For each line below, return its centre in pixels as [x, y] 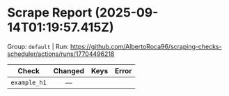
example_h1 [29, 82]
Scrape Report [50, 13]
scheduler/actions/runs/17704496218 [61, 54]
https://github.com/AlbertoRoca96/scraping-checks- [146, 46]
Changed [69, 70]
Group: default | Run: [38, 46]
